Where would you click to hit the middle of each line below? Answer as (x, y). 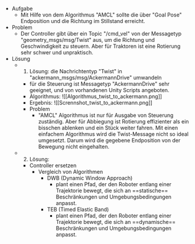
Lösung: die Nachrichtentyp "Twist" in (76, 71)
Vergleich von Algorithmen (71, 172)
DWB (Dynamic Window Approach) (90, 178)
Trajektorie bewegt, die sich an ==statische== (112, 191)
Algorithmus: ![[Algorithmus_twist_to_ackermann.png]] (96, 96)
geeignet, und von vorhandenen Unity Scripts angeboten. (99, 90)
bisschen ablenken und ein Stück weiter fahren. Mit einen (108, 128)
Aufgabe (22, 9)
